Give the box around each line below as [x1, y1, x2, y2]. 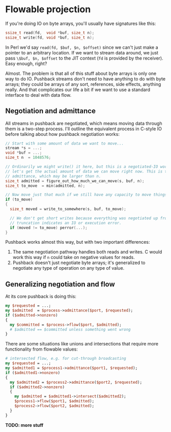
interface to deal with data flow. [5, 92, 72, 98]
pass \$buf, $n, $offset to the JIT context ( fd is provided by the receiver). [5, 55, 164, 61]
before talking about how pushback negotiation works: [5, 131, 120, 137]
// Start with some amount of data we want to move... [5, 141, 124, 146]
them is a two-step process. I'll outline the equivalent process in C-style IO [5, 126, 162, 132]
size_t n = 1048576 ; [5, 155, 51, 160]
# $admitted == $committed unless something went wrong [10, 327, 131, 332]
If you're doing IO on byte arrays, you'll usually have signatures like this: [5, 20, 156, 26]
